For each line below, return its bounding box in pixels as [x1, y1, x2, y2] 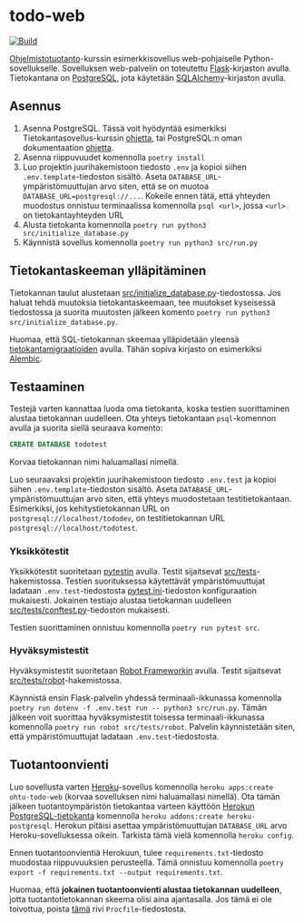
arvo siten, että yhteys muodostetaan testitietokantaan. [85, 494, 292, 505]
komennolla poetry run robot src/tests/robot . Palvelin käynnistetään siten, [9, 721, 296, 732]
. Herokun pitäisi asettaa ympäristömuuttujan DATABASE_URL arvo [49, 820, 288, 830]
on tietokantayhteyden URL [22, 210, 124, 221]
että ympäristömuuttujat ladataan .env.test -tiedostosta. [9, 731, 220, 741]
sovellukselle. [9, 63, 61, 74]
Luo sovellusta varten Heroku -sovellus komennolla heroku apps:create [9, 781, 274, 792]
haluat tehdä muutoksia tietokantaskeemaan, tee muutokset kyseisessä [9, 297, 276, 308]
